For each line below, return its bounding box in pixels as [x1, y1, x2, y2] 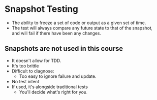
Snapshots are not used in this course [4, 44, 124, 53]
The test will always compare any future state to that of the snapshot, [11, 25, 153, 31]
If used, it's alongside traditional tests [11, 84, 88, 90]
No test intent [11, 78, 40, 84]
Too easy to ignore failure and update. [19, 73, 96, 79]
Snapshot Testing [4, 3, 78, 15]
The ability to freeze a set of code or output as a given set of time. [11, 20, 146, 26]
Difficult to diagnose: [11, 68, 55, 74]
